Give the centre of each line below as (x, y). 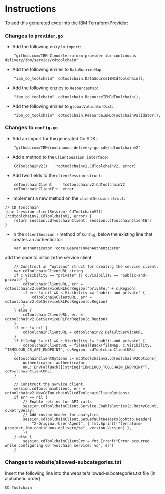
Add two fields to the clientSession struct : (57, 175)
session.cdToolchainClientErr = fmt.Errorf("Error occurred (86, 441)
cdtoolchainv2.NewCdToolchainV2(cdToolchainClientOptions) (67, 393)
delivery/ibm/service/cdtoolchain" (42, 60)
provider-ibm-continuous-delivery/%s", (46, 428)
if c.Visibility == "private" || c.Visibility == (66, 275)
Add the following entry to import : (47, 47)
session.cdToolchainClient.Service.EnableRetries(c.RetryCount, (91, 406)
